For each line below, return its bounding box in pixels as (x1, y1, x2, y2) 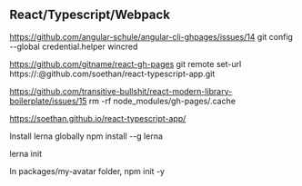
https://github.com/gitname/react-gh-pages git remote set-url (9, 58, 242, 69)
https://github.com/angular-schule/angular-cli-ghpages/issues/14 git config (9, 31, 294, 42)
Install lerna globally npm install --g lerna (9, 131, 164, 142)
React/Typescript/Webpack (9, 7, 171, 23)
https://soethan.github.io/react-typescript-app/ (9, 113, 186, 123)
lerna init (9, 148, 43, 159)
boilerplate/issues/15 (9, 95, 87, 106)
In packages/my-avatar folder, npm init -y (9, 165, 166, 176)
